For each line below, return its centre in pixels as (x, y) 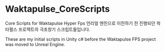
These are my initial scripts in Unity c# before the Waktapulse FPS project (81, 39)
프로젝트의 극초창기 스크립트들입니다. (54, 29)
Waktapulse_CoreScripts (58, 9)
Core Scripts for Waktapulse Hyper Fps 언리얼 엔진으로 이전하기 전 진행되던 (80, 23)
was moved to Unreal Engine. (35, 44)
